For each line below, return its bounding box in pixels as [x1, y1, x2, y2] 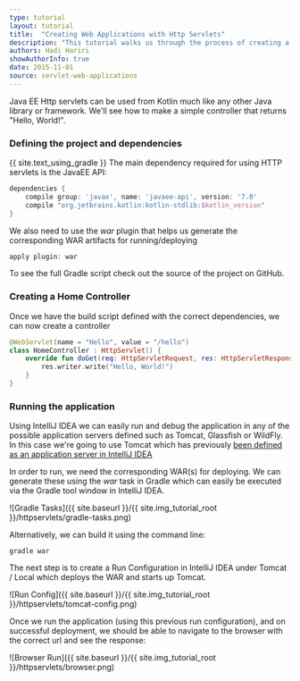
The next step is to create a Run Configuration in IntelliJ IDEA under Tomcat [9, 562, 287, 573]
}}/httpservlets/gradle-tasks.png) [9, 512, 132, 523]
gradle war [9, 547, 50, 556]
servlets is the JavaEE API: [9, 167, 107, 178]
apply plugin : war [9, 252, 78, 261]
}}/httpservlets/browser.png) [9, 662, 115, 673]
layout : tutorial [9, 21, 74, 30]
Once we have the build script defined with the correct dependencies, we [9, 310, 279, 322]
